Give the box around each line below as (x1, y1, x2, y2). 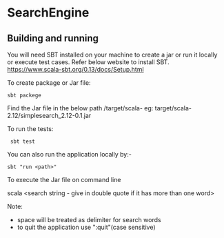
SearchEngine (7, 5, 90, 21)
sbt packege (7, 92, 41, 99)
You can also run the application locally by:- (7, 150, 132, 158)
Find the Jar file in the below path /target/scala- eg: (7, 104, 154, 112)
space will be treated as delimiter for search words (17, 216, 161, 224)
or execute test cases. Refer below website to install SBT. (7, 58, 170, 66)
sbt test (10, 138, 36, 145)
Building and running (7, 32, 99, 44)
